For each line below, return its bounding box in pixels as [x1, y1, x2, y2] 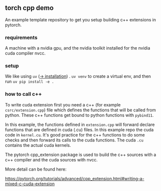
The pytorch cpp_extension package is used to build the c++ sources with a [5, 152, 156, 157]
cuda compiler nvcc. [5, 51, 46, 56]
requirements [5, 34, 38, 41]
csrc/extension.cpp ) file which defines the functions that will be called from [5, 107, 156, 113]
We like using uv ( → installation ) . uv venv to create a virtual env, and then [5, 73, 151, 79]
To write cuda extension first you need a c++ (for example [5, 102, 121, 107]
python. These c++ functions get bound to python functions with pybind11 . [5, 112, 154, 118]
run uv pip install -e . [5, 79, 54, 85]
